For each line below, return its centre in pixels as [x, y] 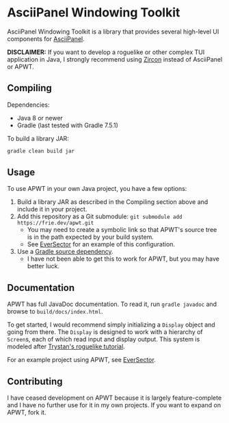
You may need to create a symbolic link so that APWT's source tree [122, 230]
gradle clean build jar [41, 151]
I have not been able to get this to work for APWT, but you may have [123, 259]
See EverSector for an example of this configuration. [101, 244]
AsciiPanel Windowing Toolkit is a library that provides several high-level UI [113, 31]
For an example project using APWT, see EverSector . [81, 360]
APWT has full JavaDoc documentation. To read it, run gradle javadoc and [112, 304]
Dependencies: [28, 105]
